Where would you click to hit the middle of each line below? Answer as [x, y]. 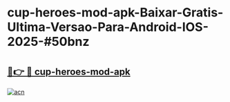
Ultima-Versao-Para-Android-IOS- [108, 27]
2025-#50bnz [48, 42]
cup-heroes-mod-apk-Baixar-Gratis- [115, 13]
